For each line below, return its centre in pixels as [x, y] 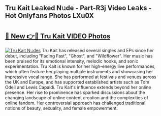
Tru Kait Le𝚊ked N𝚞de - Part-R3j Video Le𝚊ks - [78, 8]
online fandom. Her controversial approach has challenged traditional [75, 103]
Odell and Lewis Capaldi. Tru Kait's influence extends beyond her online [78, 87]
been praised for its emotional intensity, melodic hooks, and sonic [72, 61]
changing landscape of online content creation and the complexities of [77, 98]
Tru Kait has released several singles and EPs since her [98, 50]
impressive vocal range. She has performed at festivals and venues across [81, 77]
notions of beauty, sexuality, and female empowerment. [62, 108]
